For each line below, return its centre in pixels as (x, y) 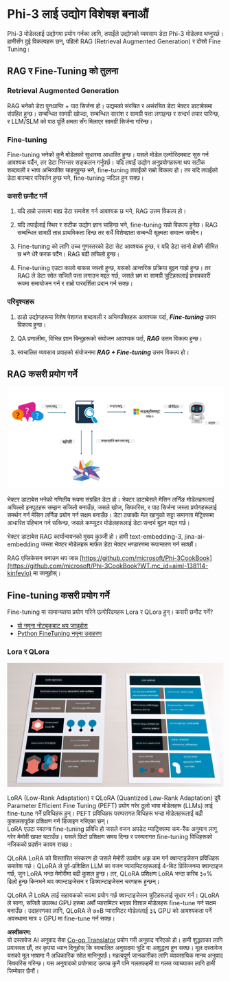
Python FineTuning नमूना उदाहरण (59, 634)
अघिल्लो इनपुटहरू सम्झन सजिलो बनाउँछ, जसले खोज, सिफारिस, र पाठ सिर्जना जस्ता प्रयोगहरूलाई (112, 507)
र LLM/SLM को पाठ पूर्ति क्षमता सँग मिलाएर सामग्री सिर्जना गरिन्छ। (80, 121)
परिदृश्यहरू (21, 302)
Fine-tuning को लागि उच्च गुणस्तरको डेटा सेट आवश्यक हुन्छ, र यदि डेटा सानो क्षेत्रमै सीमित (117, 247)
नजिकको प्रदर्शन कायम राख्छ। (40, 845)
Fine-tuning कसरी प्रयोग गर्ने (58, 595)
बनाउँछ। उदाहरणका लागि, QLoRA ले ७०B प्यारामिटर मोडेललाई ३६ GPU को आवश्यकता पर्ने (110, 911)
